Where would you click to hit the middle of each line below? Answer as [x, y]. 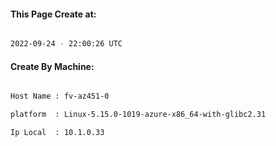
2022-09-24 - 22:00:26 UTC [66, 44]
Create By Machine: [52, 66]
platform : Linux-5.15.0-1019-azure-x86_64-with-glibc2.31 [138, 115]
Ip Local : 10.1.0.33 [57, 133]
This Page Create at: [53, 14]
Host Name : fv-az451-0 [60, 96]
